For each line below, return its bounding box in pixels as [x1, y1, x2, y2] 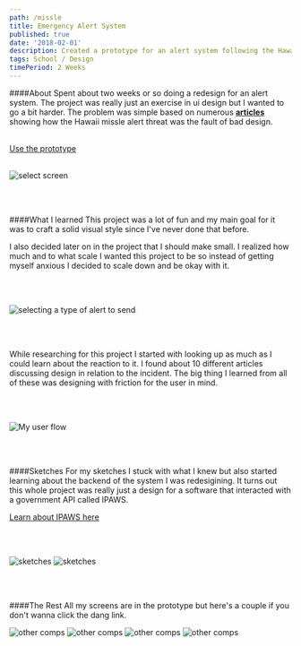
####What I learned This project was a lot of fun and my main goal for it [9, 214, 276, 225]
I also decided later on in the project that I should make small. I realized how [9, 241, 289, 252]
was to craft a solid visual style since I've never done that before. [9, 223, 250, 234]
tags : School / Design [9, 55, 94, 64]
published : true [9, 30, 70, 39]
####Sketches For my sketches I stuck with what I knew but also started [9, 465, 278, 476]
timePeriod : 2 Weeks [9, 64, 87, 73]
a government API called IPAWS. [9, 494, 129, 504]
